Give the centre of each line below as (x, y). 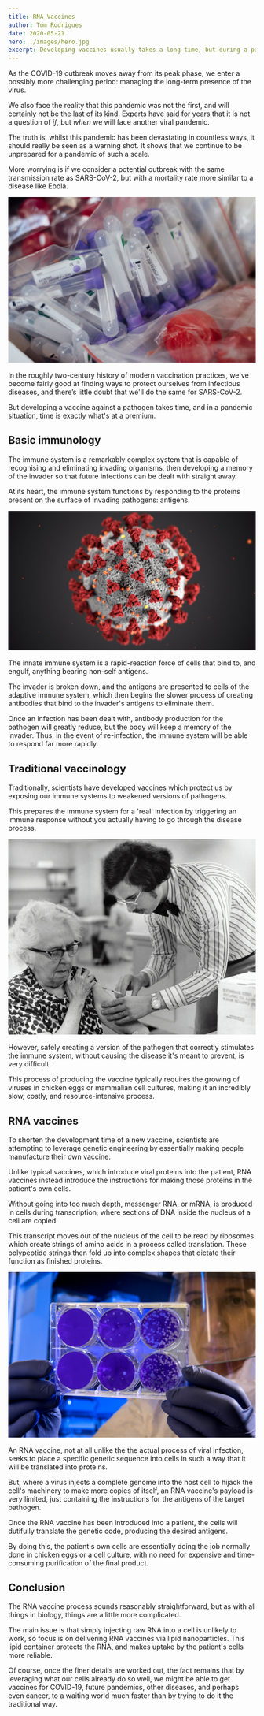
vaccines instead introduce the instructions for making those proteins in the (130, 1180)
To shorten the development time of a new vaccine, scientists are (114, 1140)
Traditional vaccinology (67, 769)
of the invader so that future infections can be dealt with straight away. (123, 476)
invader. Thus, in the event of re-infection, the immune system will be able (128, 735)
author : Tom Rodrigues (45, 25)
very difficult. (29, 1064)
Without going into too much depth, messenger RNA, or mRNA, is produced (130, 1204)
